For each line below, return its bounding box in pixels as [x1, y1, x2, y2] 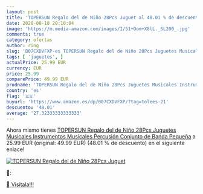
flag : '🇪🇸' [6, 93, 36, 99]
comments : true [6, 31, 45, 37]
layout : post [6, 8, 39, 15]
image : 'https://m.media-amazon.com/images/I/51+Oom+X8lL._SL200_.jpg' [6, 25, 190, 32]
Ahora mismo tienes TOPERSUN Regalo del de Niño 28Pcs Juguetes [6, 126, 176, 134]
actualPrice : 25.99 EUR [6, 59, 66, 65]
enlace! [6, 146, 25, 153]
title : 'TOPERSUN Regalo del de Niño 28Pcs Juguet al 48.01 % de [6, 15, 174, 21]
